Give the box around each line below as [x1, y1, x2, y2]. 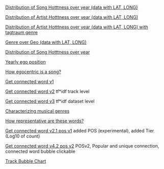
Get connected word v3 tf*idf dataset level [5, 98, 95, 104]
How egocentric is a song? [5, 69, 62, 75]
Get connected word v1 [5, 79, 54, 84]
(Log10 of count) [5, 133, 40, 139]
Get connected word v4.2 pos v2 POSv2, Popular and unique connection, [5, 143, 159, 149]
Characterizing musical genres [5, 108, 70, 114]
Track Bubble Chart [5, 158, 46, 164]
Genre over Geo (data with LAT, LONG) [5, 39, 87, 45]
